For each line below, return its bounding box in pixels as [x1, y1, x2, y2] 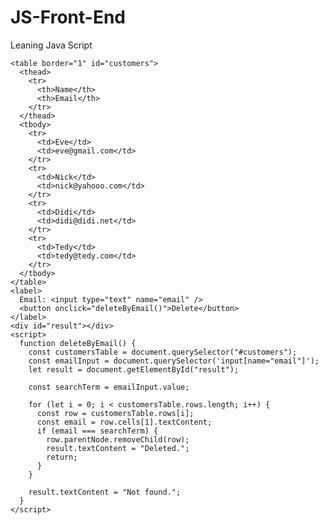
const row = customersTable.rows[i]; [36, 408, 195, 418]
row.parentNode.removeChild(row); [46, 434, 190, 445]
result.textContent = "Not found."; [28, 487, 182, 497]
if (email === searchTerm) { [36, 426, 159, 436]
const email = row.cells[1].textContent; [36, 417, 213, 427]
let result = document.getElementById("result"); [28, 364, 240, 375]
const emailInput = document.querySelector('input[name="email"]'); [28, 356, 320, 366]
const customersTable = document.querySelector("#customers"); [28, 347, 298, 357]
